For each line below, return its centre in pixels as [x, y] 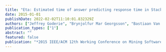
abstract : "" [19, 33]
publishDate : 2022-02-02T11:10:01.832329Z [49, 19]
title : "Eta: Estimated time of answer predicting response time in [77, 10]
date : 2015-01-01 [23, 14]
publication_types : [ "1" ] [32, 28]
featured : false [22, 38]
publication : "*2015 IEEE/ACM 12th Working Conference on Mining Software [84, 42]
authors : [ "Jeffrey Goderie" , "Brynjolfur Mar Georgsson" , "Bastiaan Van [83, 24]
